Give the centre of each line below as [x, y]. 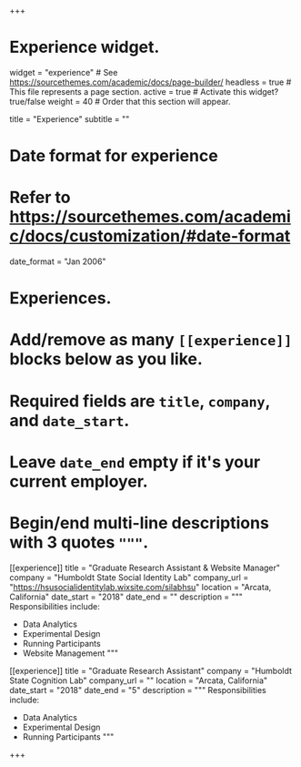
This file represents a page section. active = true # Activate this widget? [144, 91]
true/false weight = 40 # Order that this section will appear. [120, 101]
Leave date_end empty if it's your [135, 462]
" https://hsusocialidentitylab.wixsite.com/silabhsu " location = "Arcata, [140, 587]
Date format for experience [114, 156]
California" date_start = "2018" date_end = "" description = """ [126, 597]
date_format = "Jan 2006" [58, 261]
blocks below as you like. [106, 359]
